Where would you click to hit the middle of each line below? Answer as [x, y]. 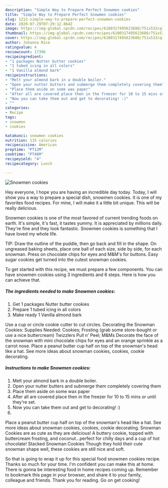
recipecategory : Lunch [29, 164]
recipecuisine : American [31, 145]
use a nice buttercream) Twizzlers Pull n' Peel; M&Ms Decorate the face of [82, 335]
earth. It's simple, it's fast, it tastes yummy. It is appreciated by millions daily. [84, 223]
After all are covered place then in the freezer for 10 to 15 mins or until [84, 397]
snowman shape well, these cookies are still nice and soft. [65, 449]
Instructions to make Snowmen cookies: [48, 368]
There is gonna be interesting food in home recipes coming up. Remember [82, 469]
